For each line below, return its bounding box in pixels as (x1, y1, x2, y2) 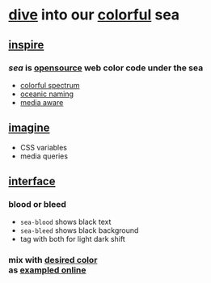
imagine (8, 121, 50, 135)
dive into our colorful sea (8, 6, 180, 24)
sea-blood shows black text (19, 217, 112, 227)
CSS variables (19, 142, 67, 152)
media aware (19, 97, 64, 107)
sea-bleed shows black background (19, 226, 139, 235)
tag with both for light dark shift (19, 234, 125, 244)
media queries (19, 151, 69, 161)
